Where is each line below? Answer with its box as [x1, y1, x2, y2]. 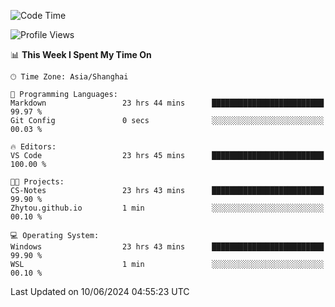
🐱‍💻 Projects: [10, 177, 65, 187]
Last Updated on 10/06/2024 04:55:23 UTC [10, 286, 190, 297]
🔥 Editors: [10, 142, 57, 152]
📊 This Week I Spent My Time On [10, 49, 152, 60]
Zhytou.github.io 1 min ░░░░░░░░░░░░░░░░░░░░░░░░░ [10, 203, 325, 213]
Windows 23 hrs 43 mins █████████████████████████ [10, 242, 325, 252]
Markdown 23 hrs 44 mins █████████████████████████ [10, 98, 325, 108]
